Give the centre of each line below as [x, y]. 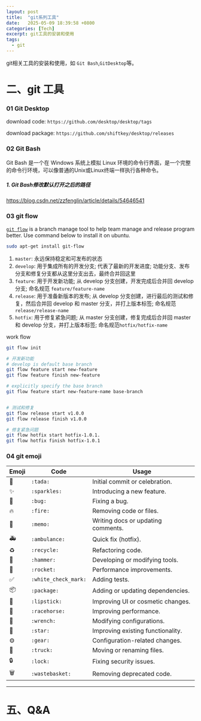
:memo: [40, 524]
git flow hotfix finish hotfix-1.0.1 [53, 441]
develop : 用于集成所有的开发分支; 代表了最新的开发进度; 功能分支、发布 [102, 266]
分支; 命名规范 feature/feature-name [60, 288]
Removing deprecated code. [132, 674]
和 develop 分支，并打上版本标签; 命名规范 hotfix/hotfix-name [91, 325]
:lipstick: [46, 602]
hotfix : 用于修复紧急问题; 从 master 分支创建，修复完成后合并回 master [103, 317]
